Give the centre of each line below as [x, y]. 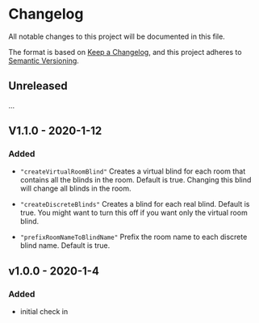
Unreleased [38, 86]
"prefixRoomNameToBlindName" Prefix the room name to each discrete [134, 237]
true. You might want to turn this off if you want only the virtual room [134, 213]
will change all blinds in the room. [75, 189]
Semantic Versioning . [44, 61]
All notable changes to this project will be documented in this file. [117, 36]
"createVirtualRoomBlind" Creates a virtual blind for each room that [133, 171]
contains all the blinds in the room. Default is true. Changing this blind [136, 180]
